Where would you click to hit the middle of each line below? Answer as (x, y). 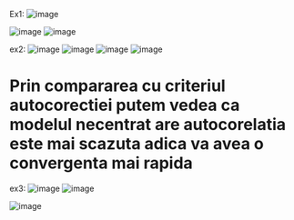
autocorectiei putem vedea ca (125, 105)
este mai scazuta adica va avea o (137, 144)
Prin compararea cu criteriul (117, 86)
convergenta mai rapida (101, 163)
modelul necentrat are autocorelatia (148, 125)
